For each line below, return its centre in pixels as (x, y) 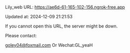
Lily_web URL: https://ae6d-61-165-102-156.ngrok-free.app (65, 7)
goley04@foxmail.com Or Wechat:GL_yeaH (49, 45)
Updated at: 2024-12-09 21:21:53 (39, 16)
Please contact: (21, 36)
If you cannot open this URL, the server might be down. (61, 26)
